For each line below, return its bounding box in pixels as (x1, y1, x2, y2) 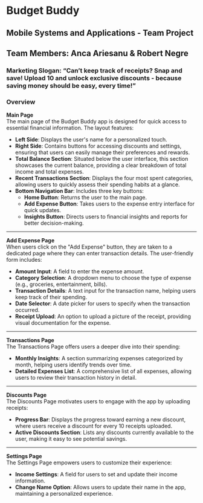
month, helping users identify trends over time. (14, 361, 132, 369)
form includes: (6, 256, 42, 264)
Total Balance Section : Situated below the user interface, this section (14, 155, 188, 163)
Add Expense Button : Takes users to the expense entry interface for (24, 200, 195, 207)
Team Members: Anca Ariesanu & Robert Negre (6, 48, 188, 58)
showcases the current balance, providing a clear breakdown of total (14, 161, 187, 169)
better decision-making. (24, 219, 84, 227)
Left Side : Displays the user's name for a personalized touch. (14, 136, 167, 143)
